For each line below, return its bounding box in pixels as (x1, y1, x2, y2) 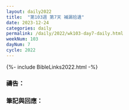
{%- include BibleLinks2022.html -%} (6, 63, 98, 70)
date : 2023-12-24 (6, 20, 49, 25)
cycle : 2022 (6, 47, 36, 53)
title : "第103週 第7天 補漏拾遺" (6, 14, 84, 20)
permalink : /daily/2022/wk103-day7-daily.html (6, 31, 124, 37)
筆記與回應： (6, 96, 43, 105)
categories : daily (6, 25, 52, 31)
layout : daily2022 (6, 8, 52, 15)
